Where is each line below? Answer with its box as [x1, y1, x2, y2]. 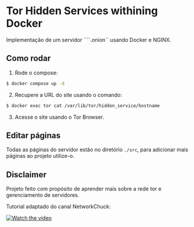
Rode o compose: [14, 69, 58, 76]
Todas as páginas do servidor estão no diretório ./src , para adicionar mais [6, 146, 189, 153]
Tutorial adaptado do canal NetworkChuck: [6, 203, 111, 210]
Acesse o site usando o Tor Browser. [14, 113, 105, 121]
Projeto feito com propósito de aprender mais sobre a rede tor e [6, 185, 161, 193]
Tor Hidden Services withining [6, 4, 158, 18]
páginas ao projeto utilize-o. [6, 153, 75, 160]
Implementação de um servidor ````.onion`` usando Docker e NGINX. [6, 36, 172, 43]
